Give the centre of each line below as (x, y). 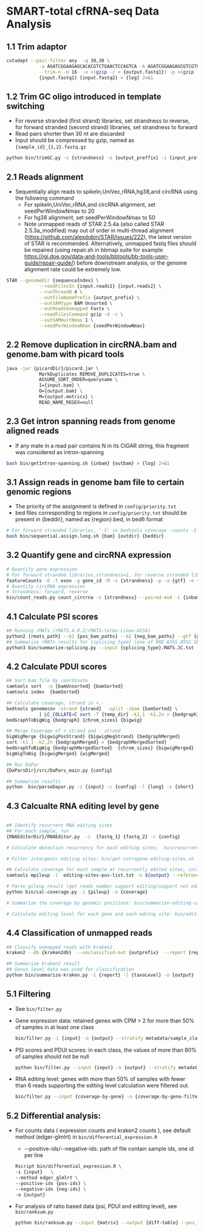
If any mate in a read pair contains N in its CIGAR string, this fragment (102, 446)
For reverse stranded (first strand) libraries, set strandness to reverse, (102, 121)
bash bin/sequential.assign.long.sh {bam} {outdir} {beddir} (85, 536)
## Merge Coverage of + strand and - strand (63, 731)
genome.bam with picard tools (65, 354)
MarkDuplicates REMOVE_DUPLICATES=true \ (92, 374)
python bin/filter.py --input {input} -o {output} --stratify (95, 1067)
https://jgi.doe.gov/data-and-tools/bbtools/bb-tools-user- (96, 256)
